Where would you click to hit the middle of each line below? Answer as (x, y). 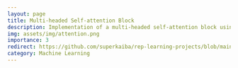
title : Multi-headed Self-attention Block (71, 21)
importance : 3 (28, 40)
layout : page (27, 14)
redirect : (22, 47)
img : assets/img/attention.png (53, 34)
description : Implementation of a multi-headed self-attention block (112, 27)
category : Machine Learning (49, 54)
